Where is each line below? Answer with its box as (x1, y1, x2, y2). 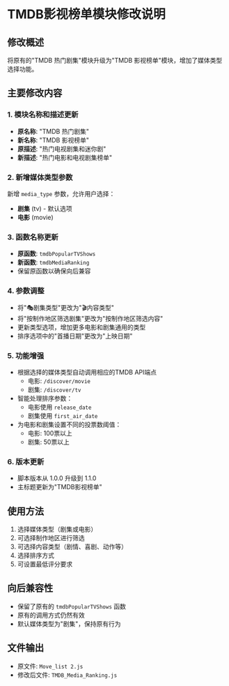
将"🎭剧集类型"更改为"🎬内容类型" (17, 303, 115, 311)
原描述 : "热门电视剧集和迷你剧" (17, 144, 106, 153)
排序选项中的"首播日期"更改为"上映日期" (17, 331, 133, 340)
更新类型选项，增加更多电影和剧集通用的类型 (17, 322, 146, 331)
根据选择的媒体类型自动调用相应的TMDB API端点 (17, 368, 157, 376)
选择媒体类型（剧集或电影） (17, 525, 97, 533)
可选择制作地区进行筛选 (17, 533, 85, 542)
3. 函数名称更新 (7, 232, 59, 241)
